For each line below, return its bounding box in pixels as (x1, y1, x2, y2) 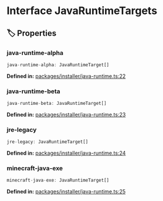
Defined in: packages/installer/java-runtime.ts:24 (6, 149, 126, 156)
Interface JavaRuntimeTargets (6, 4, 158, 18)
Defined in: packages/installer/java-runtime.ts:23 (6, 111, 126, 118)
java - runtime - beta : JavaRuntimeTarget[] (6, 101, 107, 107)
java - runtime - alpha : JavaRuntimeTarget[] (6, 62, 110, 68)
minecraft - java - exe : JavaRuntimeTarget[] (6, 178, 110, 183)
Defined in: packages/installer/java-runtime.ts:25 (6, 188, 126, 195)
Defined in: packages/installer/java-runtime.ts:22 (6, 72, 126, 80)
